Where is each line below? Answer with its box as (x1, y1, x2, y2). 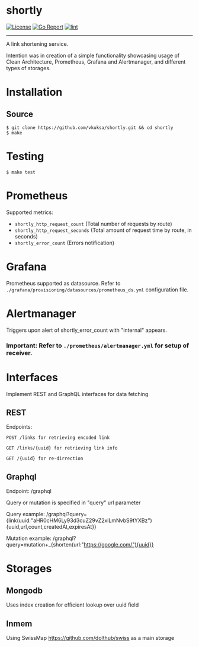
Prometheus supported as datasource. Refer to (6, 279, 121, 287)
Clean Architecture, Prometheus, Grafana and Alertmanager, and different (6, 58, 186, 65)
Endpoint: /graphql (6, 488, 52, 495)
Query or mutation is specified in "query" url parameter (6, 499, 141, 506)
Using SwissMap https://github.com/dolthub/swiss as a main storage (6, 634, 175, 641)
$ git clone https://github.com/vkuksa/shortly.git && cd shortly (6, 124, 174, 131)
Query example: (6, 511, 46, 518)
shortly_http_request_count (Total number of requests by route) (14, 220, 173, 227)
